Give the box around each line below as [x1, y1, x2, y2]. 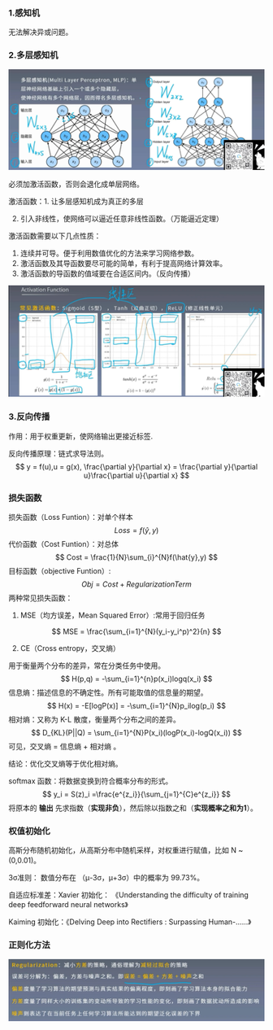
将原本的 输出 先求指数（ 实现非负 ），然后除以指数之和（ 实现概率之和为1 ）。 [8, 803, 258, 813]
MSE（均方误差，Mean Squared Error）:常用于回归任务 [19, 610, 206, 620]
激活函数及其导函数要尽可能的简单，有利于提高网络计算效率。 [19, 258, 227, 268]
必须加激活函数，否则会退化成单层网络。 [8, 179, 144, 189]
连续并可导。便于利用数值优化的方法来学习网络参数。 [19, 248, 199, 258]
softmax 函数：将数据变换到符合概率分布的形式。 [8, 776, 173, 786]
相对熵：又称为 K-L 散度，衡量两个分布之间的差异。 [8, 714, 181, 725]
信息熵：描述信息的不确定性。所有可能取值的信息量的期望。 [8, 687, 208, 697]
